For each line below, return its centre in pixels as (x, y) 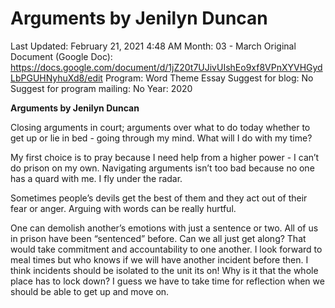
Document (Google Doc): (61, 56)
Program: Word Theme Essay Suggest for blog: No (209, 78)
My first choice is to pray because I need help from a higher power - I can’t (165, 157)
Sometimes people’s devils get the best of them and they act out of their (159, 198)
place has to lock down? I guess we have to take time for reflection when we (167, 281)
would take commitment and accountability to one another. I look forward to (166, 249)
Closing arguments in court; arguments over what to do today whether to (160, 127)
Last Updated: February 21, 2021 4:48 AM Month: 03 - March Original (153, 46)
